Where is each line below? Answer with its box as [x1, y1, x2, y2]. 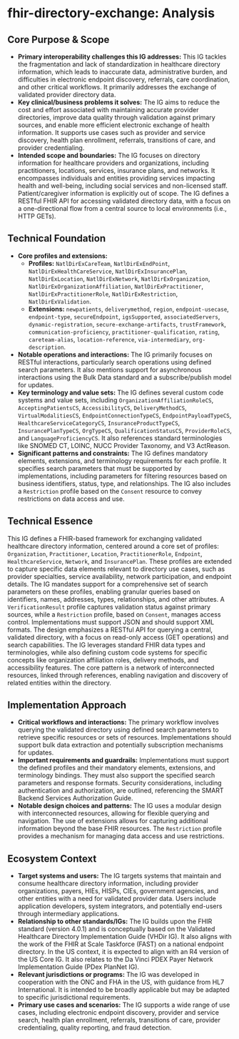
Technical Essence [7, 515, 93, 527]
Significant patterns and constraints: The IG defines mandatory [17, 449, 208, 457]
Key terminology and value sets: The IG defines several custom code [17, 388, 224, 397]
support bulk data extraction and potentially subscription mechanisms [17, 741, 223, 750]
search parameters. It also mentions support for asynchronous [17, 365, 202, 374]
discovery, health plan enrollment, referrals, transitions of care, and [17, 136, 216, 144]
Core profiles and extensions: [17, 252, 108, 260]
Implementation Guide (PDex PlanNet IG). [17, 963, 140, 971]
